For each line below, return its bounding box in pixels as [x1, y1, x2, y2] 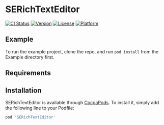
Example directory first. [5, 54, 54, 60]
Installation [5, 86, 42, 95]
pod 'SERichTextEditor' [5, 114, 56, 120]
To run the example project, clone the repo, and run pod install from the [5, 48, 159, 54]
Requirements [5, 69, 51, 77]
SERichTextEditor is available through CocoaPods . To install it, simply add [5, 99, 159, 105]
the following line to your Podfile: [5, 105, 75, 111]
